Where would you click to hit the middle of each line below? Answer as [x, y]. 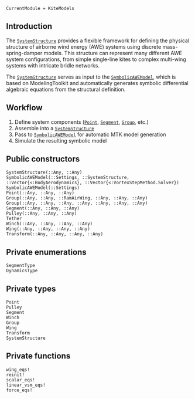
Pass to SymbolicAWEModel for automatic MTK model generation [90, 134]
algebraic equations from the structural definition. [66, 89]
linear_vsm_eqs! [26, 385]
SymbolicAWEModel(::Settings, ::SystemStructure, [68, 178]
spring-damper [24, 53]
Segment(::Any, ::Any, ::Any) [43, 208]
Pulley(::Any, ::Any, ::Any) [42, 214]
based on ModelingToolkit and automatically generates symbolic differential [97, 83]
